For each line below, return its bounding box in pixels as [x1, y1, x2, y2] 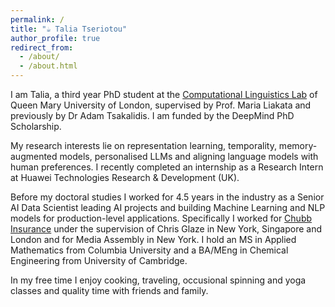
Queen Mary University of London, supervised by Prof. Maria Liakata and [10, 99, 312, 111]
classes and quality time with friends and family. [10, 285, 209, 296]
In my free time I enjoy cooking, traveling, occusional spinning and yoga [10, 274, 307, 286]
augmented [10, 151, 58, 162]
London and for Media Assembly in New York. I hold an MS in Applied [10, 234, 297, 245]
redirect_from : [10, 42, 74, 53]
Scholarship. [10, 121, 62, 132]
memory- [278, 140, 318, 151]
